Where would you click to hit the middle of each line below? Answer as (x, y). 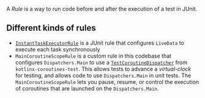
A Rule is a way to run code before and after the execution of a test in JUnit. (102, 9)
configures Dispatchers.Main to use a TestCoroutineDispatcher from (101, 62)
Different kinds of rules (51, 28)
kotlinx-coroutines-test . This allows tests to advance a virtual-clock (103, 69)
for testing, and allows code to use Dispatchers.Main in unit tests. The (103, 75)
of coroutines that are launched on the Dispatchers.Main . (87, 88)
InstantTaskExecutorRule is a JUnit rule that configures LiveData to (100, 43)
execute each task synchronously (58, 49)
